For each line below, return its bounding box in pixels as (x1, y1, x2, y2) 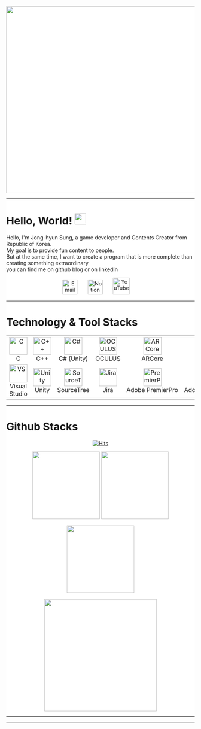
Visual (10, 382, 27, 390)
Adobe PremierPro (126, 385, 178, 394)
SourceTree (57, 385, 90, 394)
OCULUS (95, 354, 121, 363)
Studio (9, 389, 28, 397)
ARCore (141, 354, 163, 363)
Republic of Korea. (6, 240, 52, 247)
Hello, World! (6, 214, 73, 228)
